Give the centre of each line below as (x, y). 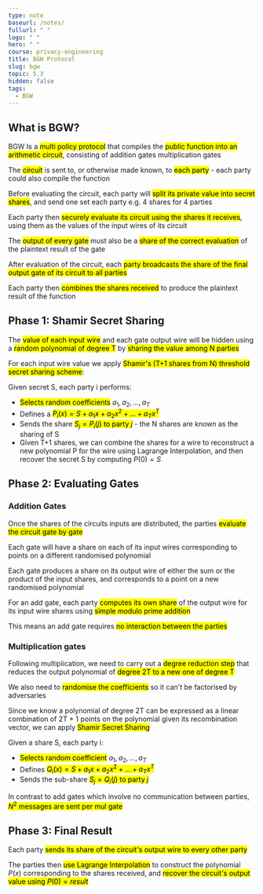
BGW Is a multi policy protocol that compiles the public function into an (123, 147)
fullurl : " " (29, 30)
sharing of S (39, 434)
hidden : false (31, 81)
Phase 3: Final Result (60, 831)
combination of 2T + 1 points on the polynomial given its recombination (123, 719)
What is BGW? (44, 128)
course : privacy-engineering (56, 52)
